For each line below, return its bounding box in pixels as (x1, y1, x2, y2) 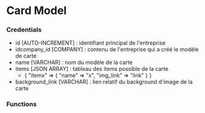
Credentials (6, 26, 42, 34)
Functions (6, 100, 37, 109)
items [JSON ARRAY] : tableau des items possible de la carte (15, 65, 169, 73)
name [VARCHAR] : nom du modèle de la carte (15, 59, 133, 66)
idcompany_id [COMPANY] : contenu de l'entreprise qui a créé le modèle (15, 46, 199, 53)
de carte (15, 53, 37, 60)
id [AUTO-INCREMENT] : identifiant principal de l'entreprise (15, 39, 166, 46)
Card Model (6, 4, 67, 18)
